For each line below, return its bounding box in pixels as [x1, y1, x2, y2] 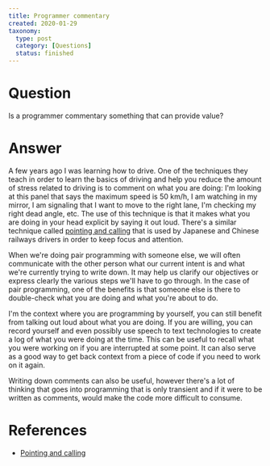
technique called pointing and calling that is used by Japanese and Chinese [8, 225, 260, 235]
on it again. [8, 360, 46, 370]
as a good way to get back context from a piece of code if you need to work [8, 351, 261, 361]
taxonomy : [8, 27, 42, 35]
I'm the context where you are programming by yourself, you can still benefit [8, 309, 262, 318]
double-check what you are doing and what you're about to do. [8, 292, 219, 303]
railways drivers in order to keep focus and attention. [8, 234, 184, 244]
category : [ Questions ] [15, 42, 92, 50]
